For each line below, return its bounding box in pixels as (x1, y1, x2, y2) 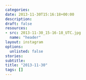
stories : (5, 53, 23, 59)
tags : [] (5, 68, 23, 73)
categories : (5, 7, 30, 12)
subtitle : (5, 58, 26, 63)
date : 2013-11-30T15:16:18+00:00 (5, 12, 75, 17)
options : (5, 44, 23, 49)
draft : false (5, 21, 32, 26)
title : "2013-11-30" (5, 63, 48, 68)
